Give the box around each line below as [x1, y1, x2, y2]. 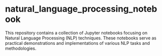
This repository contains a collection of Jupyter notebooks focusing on [5, 30, 148, 36]
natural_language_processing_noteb [5, 3, 158, 15]
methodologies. [5, 45, 37, 51]
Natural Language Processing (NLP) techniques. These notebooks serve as [5, 35, 157, 41]
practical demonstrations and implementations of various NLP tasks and [5, 40, 150, 46]
